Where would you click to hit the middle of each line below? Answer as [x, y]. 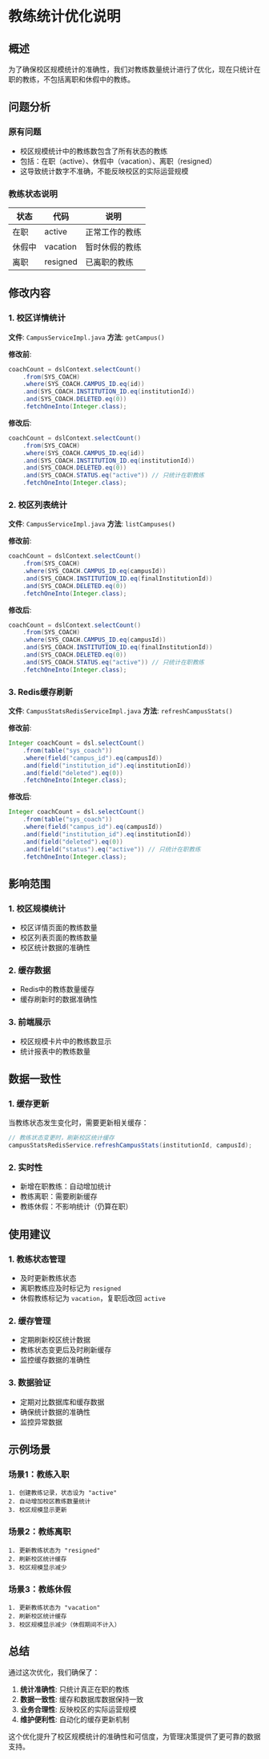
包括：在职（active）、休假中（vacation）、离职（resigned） [118, 160]
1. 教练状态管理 [37, 1259]
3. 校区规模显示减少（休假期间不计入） [64, 1625]
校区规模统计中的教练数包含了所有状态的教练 [94, 151]
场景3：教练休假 [40, 1589]
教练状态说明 [33, 193]
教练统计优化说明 [65, 16]
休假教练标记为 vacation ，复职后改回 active [92, 1298]
